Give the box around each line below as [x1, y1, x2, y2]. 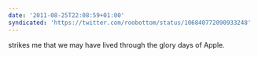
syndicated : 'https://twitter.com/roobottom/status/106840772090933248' [8, 19, 252, 27]
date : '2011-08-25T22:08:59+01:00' [8, 11, 125, 20]
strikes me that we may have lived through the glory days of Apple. [8, 40, 226, 49]
